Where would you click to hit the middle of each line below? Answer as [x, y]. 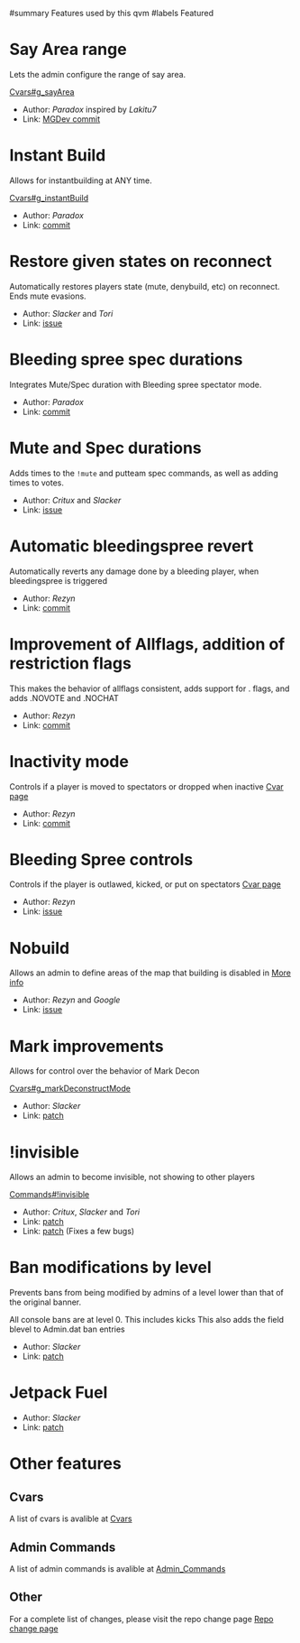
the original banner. [45, 1302]
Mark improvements [86, 1046]
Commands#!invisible [50, 1195]
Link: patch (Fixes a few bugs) [78, 1232]
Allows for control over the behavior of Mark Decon [105, 1071]
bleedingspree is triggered [59, 580]
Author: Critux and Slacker [72, 500]
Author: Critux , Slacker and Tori [81, 1212]
